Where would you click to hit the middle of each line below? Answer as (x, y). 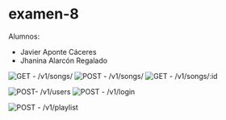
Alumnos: (24, 36)
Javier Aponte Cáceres (58, 52)
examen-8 (44, 14)
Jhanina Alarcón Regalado (63, 60)
